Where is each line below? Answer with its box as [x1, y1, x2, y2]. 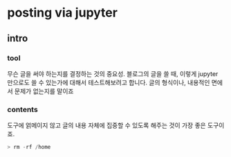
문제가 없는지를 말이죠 [14, 86, 74, 95]
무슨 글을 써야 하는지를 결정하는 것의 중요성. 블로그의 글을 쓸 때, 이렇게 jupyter [7, 69, 219, 77]
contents [7, 104, 38, 114]
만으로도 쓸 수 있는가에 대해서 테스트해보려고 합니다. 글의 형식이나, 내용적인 [7, 78, 210, 86]
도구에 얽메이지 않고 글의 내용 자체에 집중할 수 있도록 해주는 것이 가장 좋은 [7, 121, 206, 129]
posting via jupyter [7, 5, 118, 21]
